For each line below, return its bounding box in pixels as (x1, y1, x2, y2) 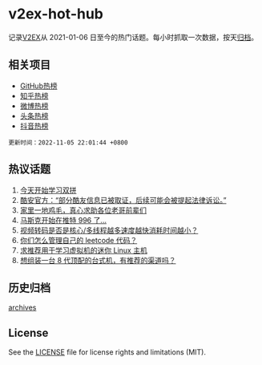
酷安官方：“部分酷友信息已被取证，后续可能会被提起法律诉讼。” (19, 195, 227, 205)
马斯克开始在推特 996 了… (19, 215, 107, 225)
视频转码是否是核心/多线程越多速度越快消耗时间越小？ (19, 225, 199, 235)
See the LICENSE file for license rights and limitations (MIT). (8, 347, 207, 357)
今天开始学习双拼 (19, 185, 77, 195)
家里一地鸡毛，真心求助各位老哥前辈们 (19, 205, 147, 215)
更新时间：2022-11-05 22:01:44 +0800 (8, 138, 128, 147)
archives (8, 302, 37, 313)
